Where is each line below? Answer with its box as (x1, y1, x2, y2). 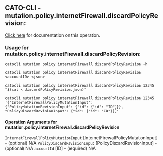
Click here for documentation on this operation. (5, 32, 100, 38)
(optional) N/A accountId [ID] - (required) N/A (5, 145, 96, 151)
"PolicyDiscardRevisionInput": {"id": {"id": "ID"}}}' (5, 109, 119, 114)
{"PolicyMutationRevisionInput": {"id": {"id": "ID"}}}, (5, 105, 124, 110)
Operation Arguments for (5, 119, 58, 125)
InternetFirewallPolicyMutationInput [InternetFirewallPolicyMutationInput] (5, 135, 158, 141)
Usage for (5, 44, 29, 51)
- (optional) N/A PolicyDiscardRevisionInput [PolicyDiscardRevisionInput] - (5, 140, 157, 146)
